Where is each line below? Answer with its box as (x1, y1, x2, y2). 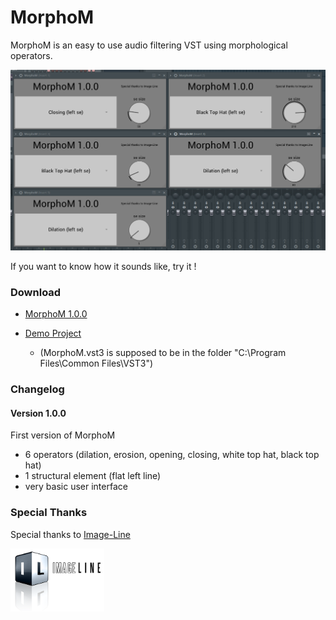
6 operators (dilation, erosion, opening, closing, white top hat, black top (24, 449, 320, 461)
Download (10, 285, 62, 299)
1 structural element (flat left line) (24, 470, 162, 482)
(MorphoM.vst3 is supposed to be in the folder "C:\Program (39, 347, 287, 359)
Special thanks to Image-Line (10, 528, 131, 540)
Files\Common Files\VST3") (39, 357, 154, 370)
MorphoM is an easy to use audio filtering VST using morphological (10, 39, 288, 51)
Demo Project (24, 327, 82, 340)
